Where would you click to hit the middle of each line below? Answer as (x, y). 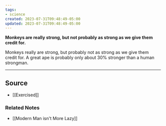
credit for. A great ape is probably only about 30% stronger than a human (80, 58)
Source (17, 83)
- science (15, 14)
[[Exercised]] (25, 95)
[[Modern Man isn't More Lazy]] (45, 119)
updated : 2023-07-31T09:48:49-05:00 (43, 23)
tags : (11, 10)
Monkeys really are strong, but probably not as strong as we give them (77, 52)
